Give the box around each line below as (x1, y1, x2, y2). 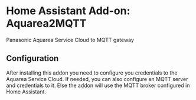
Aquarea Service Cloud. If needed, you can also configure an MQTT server (6, 75, 188, 82)
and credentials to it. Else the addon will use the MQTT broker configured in (6, 82, 190, 89)
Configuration (6, 53, 59, 63)
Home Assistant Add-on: (6, 4, 130, 18)
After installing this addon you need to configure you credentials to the (6, 69, 178, 76)
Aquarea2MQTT (6, 17, 87, 30)
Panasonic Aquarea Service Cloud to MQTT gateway (6, 36, 135, 43)
